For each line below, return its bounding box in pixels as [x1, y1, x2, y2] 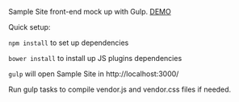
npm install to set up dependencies [8, 38, 129, 47]
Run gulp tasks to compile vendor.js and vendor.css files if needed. [8, 84, 232, 94]
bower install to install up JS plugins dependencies [8, 54, 182, 63]
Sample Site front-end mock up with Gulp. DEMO [8, 7, 171, 16]
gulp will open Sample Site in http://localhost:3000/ [8, 69, 179, 79]
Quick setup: [8, 22, 51, 31]
